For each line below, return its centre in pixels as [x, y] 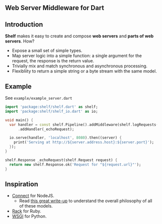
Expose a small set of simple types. [47, 51]
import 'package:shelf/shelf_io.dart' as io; [51, 111]
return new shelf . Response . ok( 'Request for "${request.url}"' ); [75, 164]
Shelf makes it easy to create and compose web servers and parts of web [79, 36]
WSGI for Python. [29, 216]
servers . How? [20, 41]
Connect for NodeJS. [33, 196]
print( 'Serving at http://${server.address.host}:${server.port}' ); [84, 142]
